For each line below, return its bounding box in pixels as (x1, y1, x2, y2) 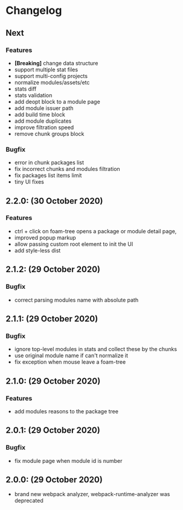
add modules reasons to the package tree (14, 407, 119, 415)
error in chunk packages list (14, 159, 85, 166)
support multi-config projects (14, 72, 88, 79)
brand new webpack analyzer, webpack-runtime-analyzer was (14, 491, 170, 498)
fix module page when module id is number (14, 457, 123, 464)
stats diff (14, 85, 37, 92)
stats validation (14, 91, 53, 98)
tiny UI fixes (14, 178, 45, 186)
